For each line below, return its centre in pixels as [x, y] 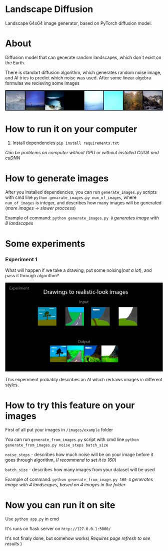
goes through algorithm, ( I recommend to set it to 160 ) [61, 460]
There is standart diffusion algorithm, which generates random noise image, [83, 72]
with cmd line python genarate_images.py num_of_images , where [71, 197]
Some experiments [45, 243]
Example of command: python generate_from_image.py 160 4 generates [79, 479]
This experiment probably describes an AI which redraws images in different [84, 380]
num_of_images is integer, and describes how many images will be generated [83, 203]
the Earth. [15, 63]
